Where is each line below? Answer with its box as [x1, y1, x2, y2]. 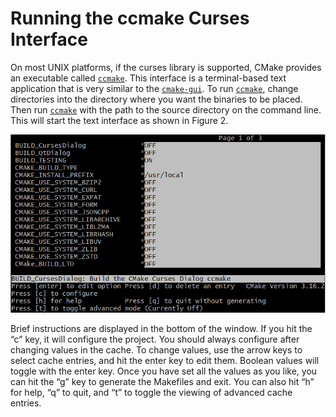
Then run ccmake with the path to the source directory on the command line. [10, 103, 322, 116]
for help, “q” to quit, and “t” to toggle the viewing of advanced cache [10, 386, 293, 398]
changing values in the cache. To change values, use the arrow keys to [10, 343, 303, 356]
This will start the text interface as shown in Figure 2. [10, 114, 229, 126]
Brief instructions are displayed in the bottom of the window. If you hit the [10, 322, 313, 334]
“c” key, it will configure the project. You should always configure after [10, 333, 300, 345]
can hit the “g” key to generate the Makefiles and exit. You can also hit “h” [10, 375, 315, 387]
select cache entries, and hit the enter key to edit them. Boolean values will [10, 354, 320, 366]
